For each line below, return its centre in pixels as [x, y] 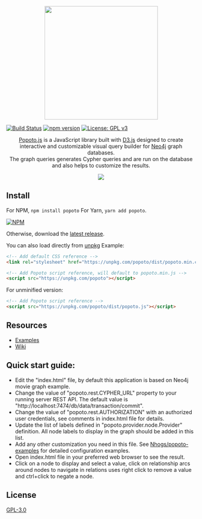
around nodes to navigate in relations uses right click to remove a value [103, 470]
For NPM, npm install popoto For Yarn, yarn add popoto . [77, 210]
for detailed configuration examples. [85, 450]
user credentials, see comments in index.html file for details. [90, 418]
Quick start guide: [41, 365]
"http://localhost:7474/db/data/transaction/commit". [79, 406]
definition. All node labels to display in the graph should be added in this [104, 431]
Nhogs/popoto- [169, 444]
